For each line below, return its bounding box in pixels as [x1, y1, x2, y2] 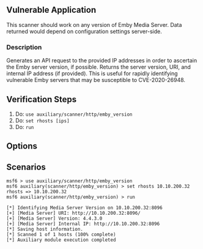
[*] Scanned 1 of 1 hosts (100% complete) [6, 232, 116, 238]
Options [6, 141, 38, 152]
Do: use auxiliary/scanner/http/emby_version [15, 110, 133, 117]
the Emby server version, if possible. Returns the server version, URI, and [6, 64, 191, 71]
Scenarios [6, 162, 46, 172]
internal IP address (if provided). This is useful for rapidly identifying [6, 70, 179, 77]
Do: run [15, 123, 34, 130]
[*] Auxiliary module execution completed [6, 237, 116, 243]
